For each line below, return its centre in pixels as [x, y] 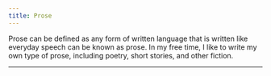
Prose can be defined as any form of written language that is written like [128, 38]
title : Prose [30, 16]
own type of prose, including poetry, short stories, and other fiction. [121, 55]
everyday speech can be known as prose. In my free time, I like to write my [133, 47]
